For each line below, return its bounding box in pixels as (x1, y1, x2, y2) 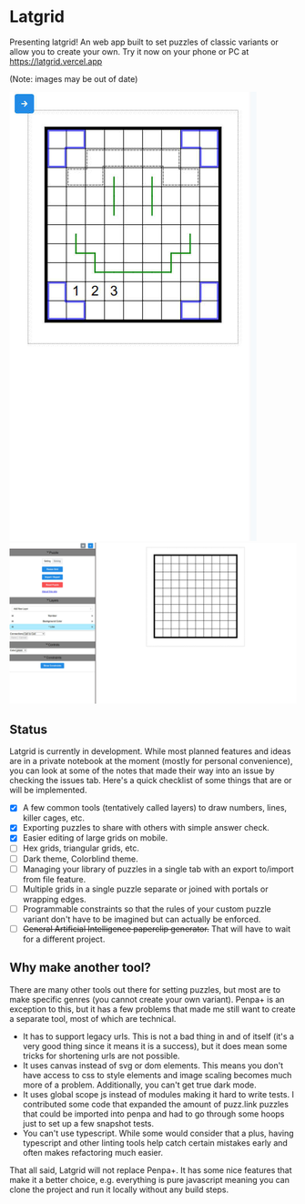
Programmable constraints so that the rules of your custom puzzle (22, 903, 271, 914)
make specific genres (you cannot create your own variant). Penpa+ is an (9, 994, 285, 1005)
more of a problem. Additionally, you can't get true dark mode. (22, 1079, 257, 1090)
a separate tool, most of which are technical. (9, 1013, 177, 1024)
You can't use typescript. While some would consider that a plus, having (22, 1127, 294, 1138)
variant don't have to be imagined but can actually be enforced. (22, 913, 261, 924)
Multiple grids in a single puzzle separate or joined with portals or (22, 883, 269, 894)
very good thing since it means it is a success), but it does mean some (22, 1040, 288, 1051)
